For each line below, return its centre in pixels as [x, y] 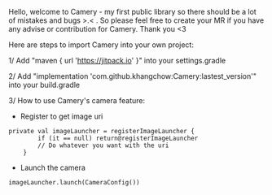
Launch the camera [53, 167]
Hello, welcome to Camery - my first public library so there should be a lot [132, 12]
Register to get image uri [61, 116]
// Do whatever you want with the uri [103, 145]
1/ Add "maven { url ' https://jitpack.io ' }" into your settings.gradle [117, 61]
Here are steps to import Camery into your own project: [101, 45]
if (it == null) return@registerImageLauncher [118, 138]
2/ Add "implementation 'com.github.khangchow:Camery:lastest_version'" [132, 76]
